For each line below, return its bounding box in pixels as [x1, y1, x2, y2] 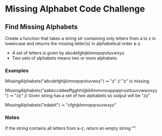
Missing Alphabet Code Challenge [5, 3, 145, 15]
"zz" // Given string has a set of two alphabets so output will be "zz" [14, 93, 150, 99]
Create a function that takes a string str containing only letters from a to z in [5, 35, 156, 41]
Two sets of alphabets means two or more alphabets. [12, 55, 118, 61]
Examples [5, 67, 29, 74]
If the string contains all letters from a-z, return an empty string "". [5, 125, 137, 131]
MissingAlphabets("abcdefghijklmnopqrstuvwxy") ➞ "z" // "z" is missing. [5, 78, 151, 84]
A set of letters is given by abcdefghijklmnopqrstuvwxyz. [12, 50, 126, 56]
